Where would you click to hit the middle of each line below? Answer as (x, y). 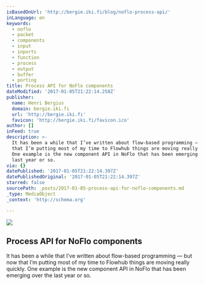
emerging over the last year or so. (49, 275)
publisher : (20, 97)
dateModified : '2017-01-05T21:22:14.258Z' (61, 92)
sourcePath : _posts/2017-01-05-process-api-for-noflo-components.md (95, 188)
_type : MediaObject (31, 194)
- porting (24, 80)
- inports (24, 52)
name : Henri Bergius (38, 103)
